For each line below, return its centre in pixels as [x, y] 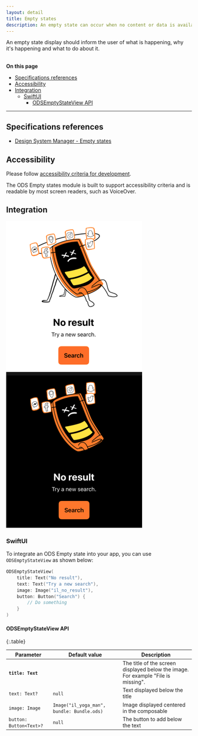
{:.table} [16, 642]
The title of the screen [149, 664]
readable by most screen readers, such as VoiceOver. [71, 191]
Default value [85, 655]
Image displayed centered [154, 705]
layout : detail [25, 12]
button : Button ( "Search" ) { [51, 596]
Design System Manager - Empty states [63, 141]
